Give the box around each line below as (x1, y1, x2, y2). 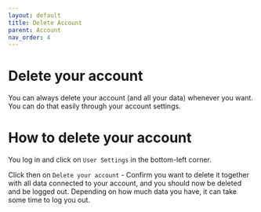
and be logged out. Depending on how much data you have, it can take (8, 187, 237, 196)
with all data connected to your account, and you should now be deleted (8, 178, 241, 188)
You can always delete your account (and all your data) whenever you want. (8, 93, 253, 103)
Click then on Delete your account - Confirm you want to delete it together (8, 170, 249, 180)
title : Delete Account (8, 19, 82, 27)
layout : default (8, 11, 61, 20)
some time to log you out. (8, 196, 91, 205)
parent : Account (8, 26, 61, 34)
